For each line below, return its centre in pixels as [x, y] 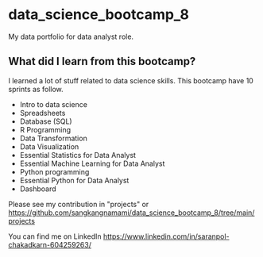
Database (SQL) [46, 121]
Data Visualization [49, 146]
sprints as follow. [36, 89]
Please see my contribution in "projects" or [79, 204]
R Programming [45, 129]
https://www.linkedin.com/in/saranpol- [166, 236]
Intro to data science [53, 104]
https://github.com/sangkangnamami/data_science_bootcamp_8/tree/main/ [131, 213]
